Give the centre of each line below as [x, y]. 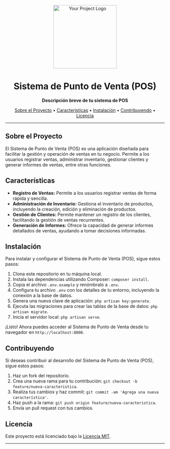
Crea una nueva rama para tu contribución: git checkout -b [75, 381]
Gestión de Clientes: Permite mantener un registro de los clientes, [82, 214]
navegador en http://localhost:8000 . [45, 332]
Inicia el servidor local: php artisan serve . [57, 317]
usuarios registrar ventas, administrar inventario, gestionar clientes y [77, 159]
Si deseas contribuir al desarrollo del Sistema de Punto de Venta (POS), [80, 361]
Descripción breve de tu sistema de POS [85, 100]
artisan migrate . [30, 312]
